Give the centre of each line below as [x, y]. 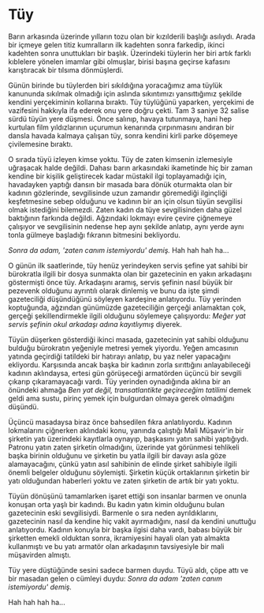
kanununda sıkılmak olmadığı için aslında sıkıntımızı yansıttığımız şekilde [125, 93]
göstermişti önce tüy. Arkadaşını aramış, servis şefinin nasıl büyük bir [121, 282]
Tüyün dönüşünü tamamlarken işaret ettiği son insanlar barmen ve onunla [127, 496]
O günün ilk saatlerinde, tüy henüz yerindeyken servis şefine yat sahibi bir [128, 265]
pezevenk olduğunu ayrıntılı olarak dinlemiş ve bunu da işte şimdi [113, 291]
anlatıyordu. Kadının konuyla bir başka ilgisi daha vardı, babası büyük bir [125, 529]
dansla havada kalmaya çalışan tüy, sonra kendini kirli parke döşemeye [123, 135]
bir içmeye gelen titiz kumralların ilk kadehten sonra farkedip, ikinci [116, 44]
